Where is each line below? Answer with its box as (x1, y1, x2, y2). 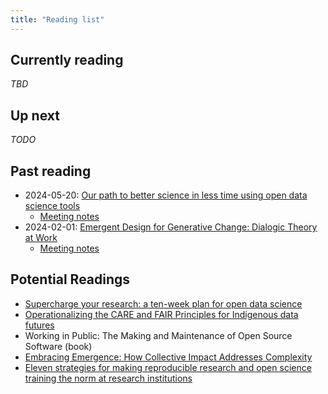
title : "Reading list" (10, 14, 105, 25)
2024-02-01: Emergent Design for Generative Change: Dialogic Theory (24, 221, 318, 233)
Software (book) (24, 340, 93, 352)
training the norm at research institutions (24, 372, 193, 384)
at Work (24, 232, 58, 244)
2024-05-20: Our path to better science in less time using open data (24, 189, 308, 201)
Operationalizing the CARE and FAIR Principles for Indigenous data (24, 308, 299, 320)
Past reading (10, 162, 92, 180)
